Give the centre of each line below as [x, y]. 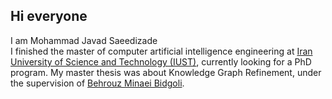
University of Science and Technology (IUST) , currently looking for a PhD [161, 61]
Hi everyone [49, 16]
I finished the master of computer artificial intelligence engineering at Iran [161, 51]
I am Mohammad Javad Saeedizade [84, 40]
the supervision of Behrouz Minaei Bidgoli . [97, 83]
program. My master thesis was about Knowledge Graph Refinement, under [166, 72]
